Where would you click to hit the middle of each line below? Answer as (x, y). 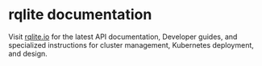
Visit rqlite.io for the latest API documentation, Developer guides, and (123, 37)
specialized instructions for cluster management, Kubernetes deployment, (131, 45)
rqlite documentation (80, 15)
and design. (28, 53)
